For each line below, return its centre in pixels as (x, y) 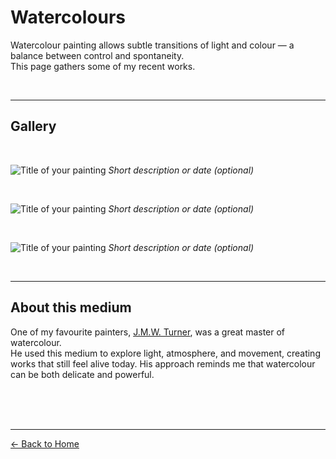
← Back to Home (45, 443)
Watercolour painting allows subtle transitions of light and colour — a (152, 45)
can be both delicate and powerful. (82, 374)
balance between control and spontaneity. (97, 55)
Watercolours (68, 17)
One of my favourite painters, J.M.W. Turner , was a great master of (148, 332)
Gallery (33, 126)
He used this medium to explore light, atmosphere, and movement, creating (165, 353)
